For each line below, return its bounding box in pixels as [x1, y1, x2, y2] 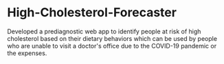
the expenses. [7, 49, 47, 57]
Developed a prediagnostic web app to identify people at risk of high [7, 27, 201, 35]
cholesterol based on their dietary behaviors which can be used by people [7, 34, 218, 42]
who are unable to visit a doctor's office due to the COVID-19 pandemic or [7, 42, 217, 50]
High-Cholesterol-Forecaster [7, 5, 177, 20]
